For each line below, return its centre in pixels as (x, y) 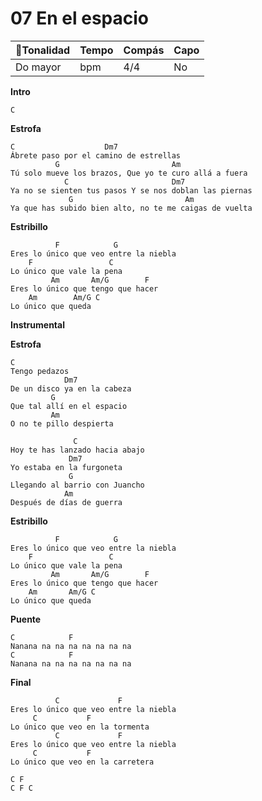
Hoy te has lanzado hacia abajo (77, 450)
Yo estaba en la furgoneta (66, 467)
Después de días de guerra (66, 502)
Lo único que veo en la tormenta (80, 727)
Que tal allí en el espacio (69, 406)
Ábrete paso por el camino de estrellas (96, 155)
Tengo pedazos (40, 371)
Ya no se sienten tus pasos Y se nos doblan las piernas (131, 190)
